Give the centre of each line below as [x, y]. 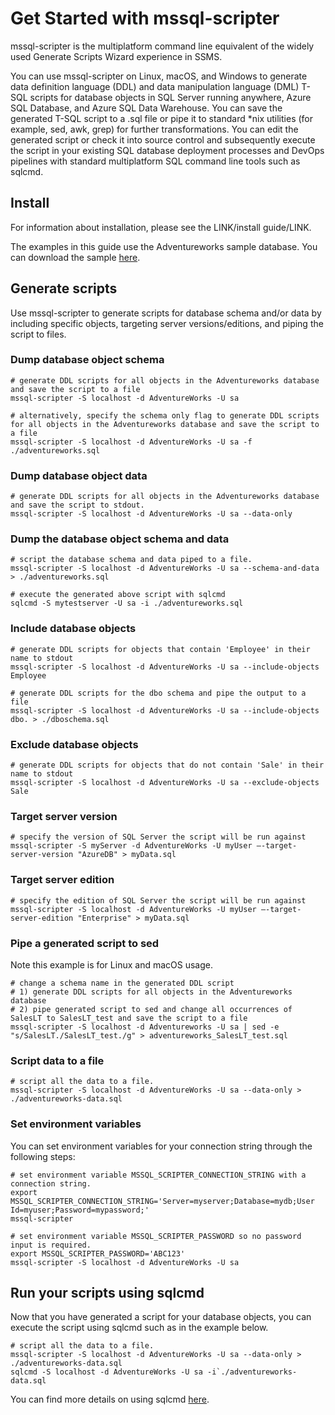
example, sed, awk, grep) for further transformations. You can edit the [154, 129]
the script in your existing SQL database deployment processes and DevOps [167, 150]
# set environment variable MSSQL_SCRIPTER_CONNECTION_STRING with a [158, 1175]
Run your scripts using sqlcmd [107, 1292]
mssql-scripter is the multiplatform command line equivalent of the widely [162, 46]
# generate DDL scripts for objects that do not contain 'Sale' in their [167, 765]
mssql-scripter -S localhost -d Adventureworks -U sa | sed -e [145, 1027]
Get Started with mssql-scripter [145, 18]
